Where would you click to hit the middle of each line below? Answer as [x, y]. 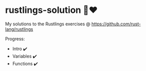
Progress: [15, 39]
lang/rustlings [19, 29]
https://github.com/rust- [116, 24]
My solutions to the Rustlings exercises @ [48, 24]
